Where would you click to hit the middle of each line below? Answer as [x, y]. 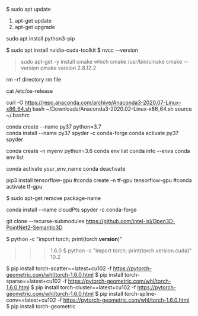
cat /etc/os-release [30, 91]
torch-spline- [140, 294]
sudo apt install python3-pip [41, 38]
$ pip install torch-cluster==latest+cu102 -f [83, 287]
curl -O [15, 102]
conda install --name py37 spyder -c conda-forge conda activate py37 [92, 133]
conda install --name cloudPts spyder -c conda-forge [72, 209]
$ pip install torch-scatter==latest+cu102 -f [59, 268]
